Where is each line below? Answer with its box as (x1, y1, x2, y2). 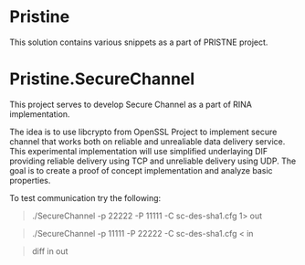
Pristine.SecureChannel (9, 69, 195, 90)
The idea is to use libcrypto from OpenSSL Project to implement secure (9, 126, 278, 137)
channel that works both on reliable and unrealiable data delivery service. (9, 135, 286, 147)
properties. (9, 175, 51, 185)
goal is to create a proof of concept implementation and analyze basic (9, 164, 273, 175)
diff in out (31, 245, 68, 257)
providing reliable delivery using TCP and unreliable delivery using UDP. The (9, 155, 297, 166)
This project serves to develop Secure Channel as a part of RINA (9, 99, 253, 110)
